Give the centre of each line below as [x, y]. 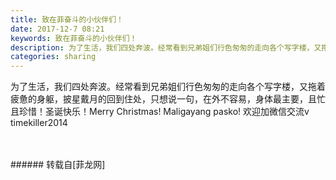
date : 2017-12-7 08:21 [57, 29]
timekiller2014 [39, 123]
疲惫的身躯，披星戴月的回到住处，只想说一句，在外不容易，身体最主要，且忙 [168, 99]
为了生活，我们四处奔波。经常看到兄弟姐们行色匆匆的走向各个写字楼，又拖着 [168, 87]
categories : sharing [53, 57]
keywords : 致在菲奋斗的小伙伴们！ [74, 38]
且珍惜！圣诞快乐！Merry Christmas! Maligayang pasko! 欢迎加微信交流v [160, 112]
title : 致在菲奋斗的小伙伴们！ [67, 19]
